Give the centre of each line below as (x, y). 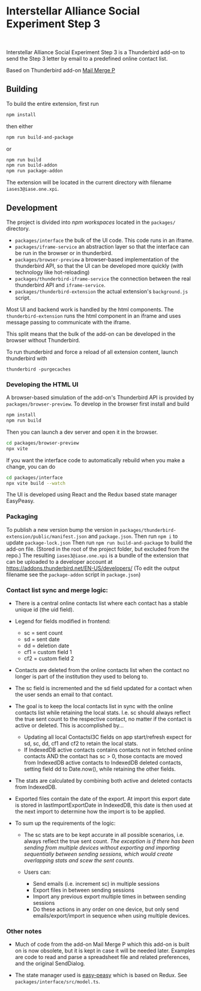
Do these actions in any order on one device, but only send (106, 909)
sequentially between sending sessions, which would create (98, 854)
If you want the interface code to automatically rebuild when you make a (95, 460)
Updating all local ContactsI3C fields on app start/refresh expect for (108, 737)
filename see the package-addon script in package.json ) (73, 574)
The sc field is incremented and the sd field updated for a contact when (103, 688)
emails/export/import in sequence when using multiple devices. (111, 916)
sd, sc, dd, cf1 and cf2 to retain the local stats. (81, 744)
